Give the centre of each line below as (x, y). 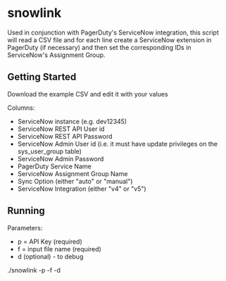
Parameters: (25, 227)
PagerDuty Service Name (54, 166)
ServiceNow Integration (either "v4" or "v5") (82, 189)
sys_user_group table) (50, 151)
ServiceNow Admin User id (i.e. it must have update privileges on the (118, 144)
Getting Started (42, 77)
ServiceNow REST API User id (61, 129)
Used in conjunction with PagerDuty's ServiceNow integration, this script (113, 32)
